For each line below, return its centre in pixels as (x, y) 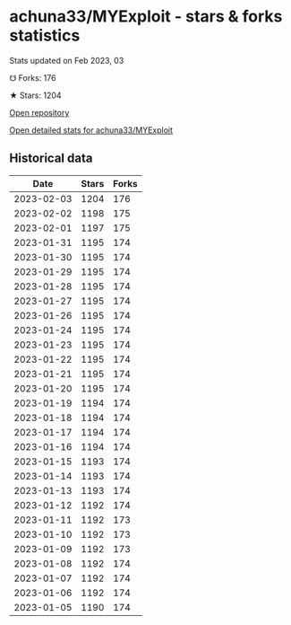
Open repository (39, 112)
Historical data (51, 158)
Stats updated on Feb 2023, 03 (67, 60)
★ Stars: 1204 (35, 95)
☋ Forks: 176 (33, 77)
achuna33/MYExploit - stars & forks (146, 17)
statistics (45, 35)
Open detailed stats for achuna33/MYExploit (91, 130)
